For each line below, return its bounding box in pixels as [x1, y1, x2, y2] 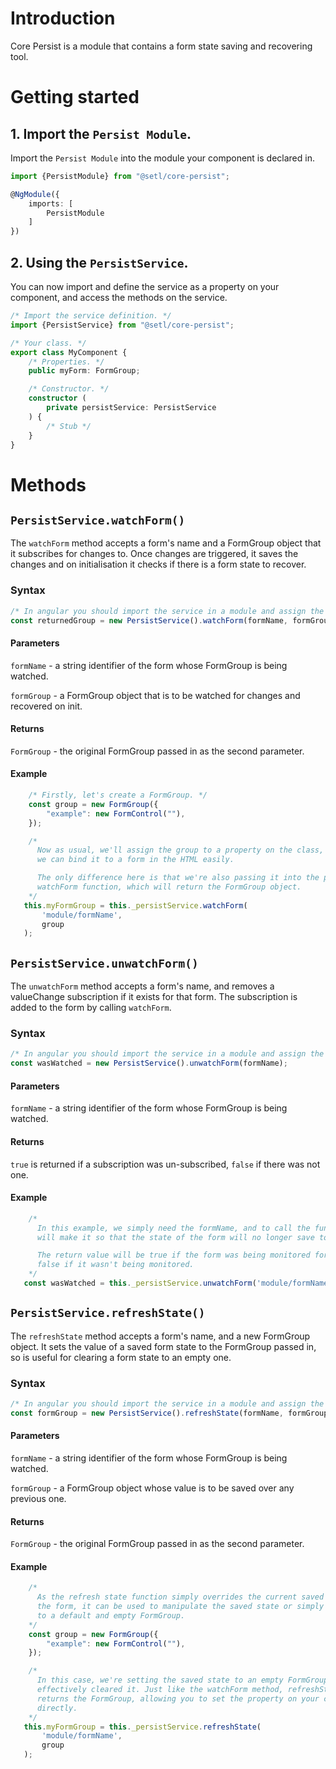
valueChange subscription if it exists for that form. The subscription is [10, 991, 298, 1003]
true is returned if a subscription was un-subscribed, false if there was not [10, 1158, 321, 1170]
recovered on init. [10, 700, 83, 712]
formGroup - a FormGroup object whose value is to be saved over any [10, 1482, 295, 1494]
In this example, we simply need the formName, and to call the [36, 1223, 311, 1233]
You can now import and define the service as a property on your [10, 281, 280, 292]
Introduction [10, 7, 116, 30]
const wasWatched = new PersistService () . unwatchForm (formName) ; [10, 1058, 288, 1069]
